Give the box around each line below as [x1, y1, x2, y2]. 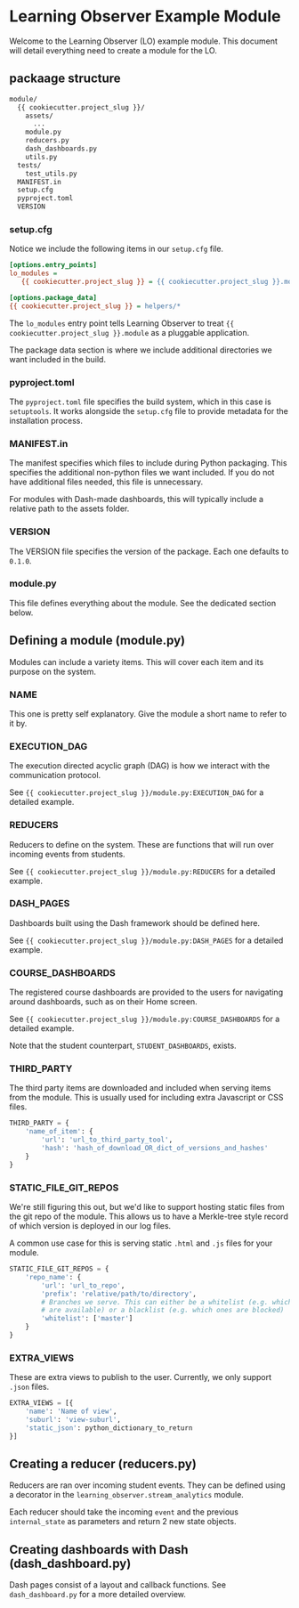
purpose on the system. [9, 666, 96, 677]
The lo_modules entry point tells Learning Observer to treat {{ [9, 318, 234, 329]
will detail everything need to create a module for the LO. [9, 45, 218, 55]
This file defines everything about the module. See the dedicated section [9, 597, 277, 608]
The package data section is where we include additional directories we [9, 345, 273, 355]
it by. [9, 718, 28, 728]
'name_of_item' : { [25, 1127, 93, 1136]
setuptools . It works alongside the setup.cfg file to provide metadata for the [9, 405, 289, 416]
